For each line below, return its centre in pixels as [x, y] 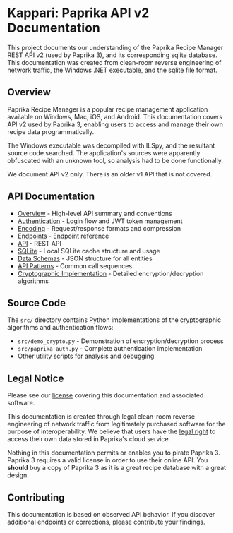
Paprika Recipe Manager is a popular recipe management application [108, 109]
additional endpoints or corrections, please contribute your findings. [106, 522]
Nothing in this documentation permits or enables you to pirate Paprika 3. [114, 453]
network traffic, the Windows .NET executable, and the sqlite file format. [112, 70]
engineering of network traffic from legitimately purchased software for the [116, 424]
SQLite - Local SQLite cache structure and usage [89, 251]
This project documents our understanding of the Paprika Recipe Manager [115, 47]
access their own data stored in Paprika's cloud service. [89, 439]
